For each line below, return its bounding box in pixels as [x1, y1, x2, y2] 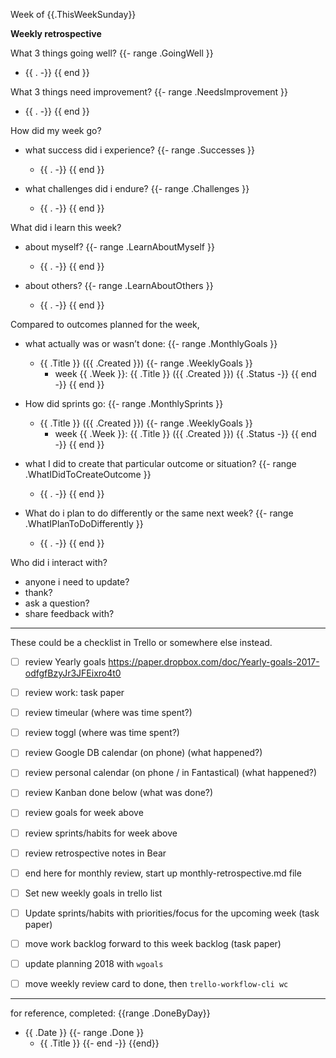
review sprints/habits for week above [24, 827, 178, 839]
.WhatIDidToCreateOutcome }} [24, 469, 152, 480]
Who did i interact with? [10, 557, 108, 568]
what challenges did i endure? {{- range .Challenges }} [24, 183, 250, 194]
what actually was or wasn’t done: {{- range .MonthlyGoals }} [24, 338, 278, 349]
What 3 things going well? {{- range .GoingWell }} [10, 47, 214, 59]
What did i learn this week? [10, 222, 122, 233]
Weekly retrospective [10, 28, 102, 39]
